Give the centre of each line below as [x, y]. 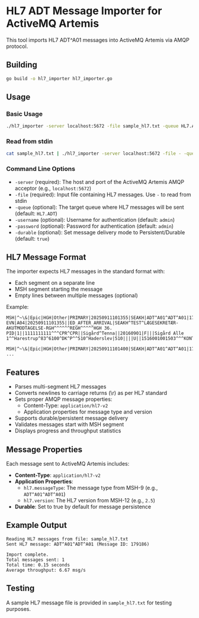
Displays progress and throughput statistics [68, 431]
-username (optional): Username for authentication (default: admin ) [95, 219]
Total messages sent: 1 [36, 560]
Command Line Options [41, 169]
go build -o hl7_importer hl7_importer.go [59, 78]
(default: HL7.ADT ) [36, 213]
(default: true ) [32, 238]
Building [22, 65]
